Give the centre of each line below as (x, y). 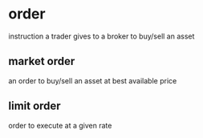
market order (42, 61)
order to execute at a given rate (60, 125)
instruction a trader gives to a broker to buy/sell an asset (101, 36)
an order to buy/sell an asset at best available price (93, 80)
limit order (35, 106)
